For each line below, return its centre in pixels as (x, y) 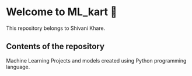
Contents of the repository (55, 46)
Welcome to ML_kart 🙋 (62, 12)
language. (18, 67)
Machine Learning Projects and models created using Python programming (96, 60)
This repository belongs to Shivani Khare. (56, 28)
